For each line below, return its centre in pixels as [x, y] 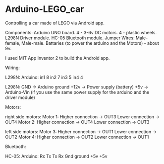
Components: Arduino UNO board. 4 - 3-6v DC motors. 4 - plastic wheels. [81, 32]
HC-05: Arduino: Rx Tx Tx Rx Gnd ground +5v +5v [56, 156]
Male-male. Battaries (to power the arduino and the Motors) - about [90, 43]
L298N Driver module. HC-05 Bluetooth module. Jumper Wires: [70, 38]
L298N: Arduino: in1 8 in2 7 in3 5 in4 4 [44, 77]
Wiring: [12, 68]
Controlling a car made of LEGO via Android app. [55, 23]
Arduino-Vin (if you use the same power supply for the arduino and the [77, 92]
